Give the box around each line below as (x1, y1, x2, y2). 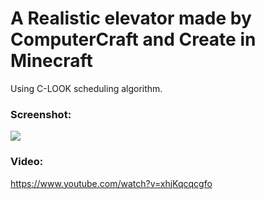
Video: (10, 155, 44, 169)
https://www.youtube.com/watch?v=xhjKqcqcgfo (10, 177, 213, 189)
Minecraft (10, 50, 93, 72)
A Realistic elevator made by (10, 7, 252, 30)
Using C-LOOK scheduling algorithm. (10, 82, 163, 94)
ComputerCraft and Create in (10, 28, 257, 51)
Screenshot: (10, 107, 72, 121)
